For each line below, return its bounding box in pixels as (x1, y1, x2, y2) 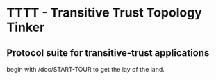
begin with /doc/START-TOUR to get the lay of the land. (6, 66, 165, 73)
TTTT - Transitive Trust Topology (6, 5, 202, 21)
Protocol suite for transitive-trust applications (6, 47, 210, 59)
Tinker (6, 19, 45, 35)
